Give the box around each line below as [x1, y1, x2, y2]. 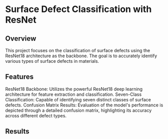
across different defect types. [5, 112, 67, 118]
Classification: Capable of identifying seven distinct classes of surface [5, 96, 151, 102]
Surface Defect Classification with [5, 4, 152, 15]
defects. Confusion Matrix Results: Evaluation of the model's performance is [5, 102, 163, 108]
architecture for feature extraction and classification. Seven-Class [5, 91, 142, 97]
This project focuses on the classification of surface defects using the [5, 48, 150, 53]
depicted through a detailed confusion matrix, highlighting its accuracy [5, 107, 152, 113]
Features [5, 73, 34, 81]
